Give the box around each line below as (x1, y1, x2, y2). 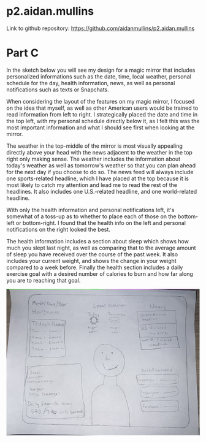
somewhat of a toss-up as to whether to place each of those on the (6, 213, 177, 220)
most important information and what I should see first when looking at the (6, 124, 195, 131)
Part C (6, 46, 39, 60)
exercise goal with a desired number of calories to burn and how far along (6, 270, 193, 277)
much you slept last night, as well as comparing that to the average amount (6, 244, 196, 251)
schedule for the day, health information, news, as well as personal (6, 79, 175, 86)
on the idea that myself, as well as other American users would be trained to (6, 104, 199, 112)
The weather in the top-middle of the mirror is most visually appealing (6, 142, 183, 150)
